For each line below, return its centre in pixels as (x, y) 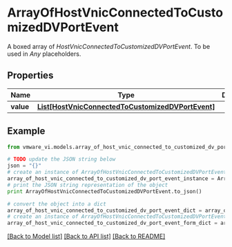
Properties (30, 76)
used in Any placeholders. (44, 54)
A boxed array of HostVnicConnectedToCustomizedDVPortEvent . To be (109, 46)
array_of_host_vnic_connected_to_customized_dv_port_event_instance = (111, 179)
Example (26, 131)
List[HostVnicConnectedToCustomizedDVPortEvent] (126, 106)
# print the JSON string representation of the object (88, 185)
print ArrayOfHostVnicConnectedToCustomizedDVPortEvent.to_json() (105, 191)
